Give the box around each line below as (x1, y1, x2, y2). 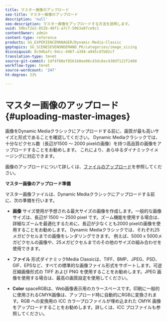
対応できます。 (26, 153, 57, 159)
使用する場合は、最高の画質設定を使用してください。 (21, 274, 131, 280)
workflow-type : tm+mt (5, 63, 50, 68)
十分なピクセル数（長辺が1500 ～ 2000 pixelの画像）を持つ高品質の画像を (5, 140, 158, 146)
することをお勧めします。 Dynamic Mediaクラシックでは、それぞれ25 (16, 226, 160, 232)
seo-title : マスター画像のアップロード (5, 12, 78, 17)
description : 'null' (5, 16, 48, 21)
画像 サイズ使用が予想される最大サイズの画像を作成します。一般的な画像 (12, 208, 162, 214)
